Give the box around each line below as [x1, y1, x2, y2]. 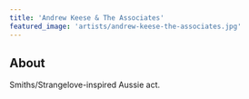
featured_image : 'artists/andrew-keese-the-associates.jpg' [9, 22, 243, 31]
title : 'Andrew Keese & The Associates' [9, 13, 165, 23]
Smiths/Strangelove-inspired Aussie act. [9, 79, 161, 91]
